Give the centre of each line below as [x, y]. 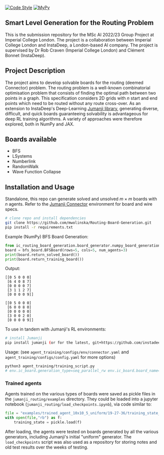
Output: [13, 269]
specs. [12, 209]
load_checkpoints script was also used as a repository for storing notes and [81, 442]
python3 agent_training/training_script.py [50, 366]
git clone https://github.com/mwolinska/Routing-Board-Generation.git [78, 223]
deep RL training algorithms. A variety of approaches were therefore [74, 119]
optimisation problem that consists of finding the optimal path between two [81, 93]
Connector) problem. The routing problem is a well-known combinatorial [78, 87]
